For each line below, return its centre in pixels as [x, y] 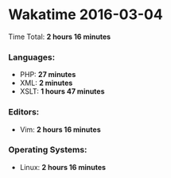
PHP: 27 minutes [48, 75]
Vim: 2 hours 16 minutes [60, 130]
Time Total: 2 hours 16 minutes [60, 37]
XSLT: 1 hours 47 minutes [62, 91]
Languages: [32, 57]
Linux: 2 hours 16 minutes [62, 167]
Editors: [24, 112]
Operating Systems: [48, 150]
